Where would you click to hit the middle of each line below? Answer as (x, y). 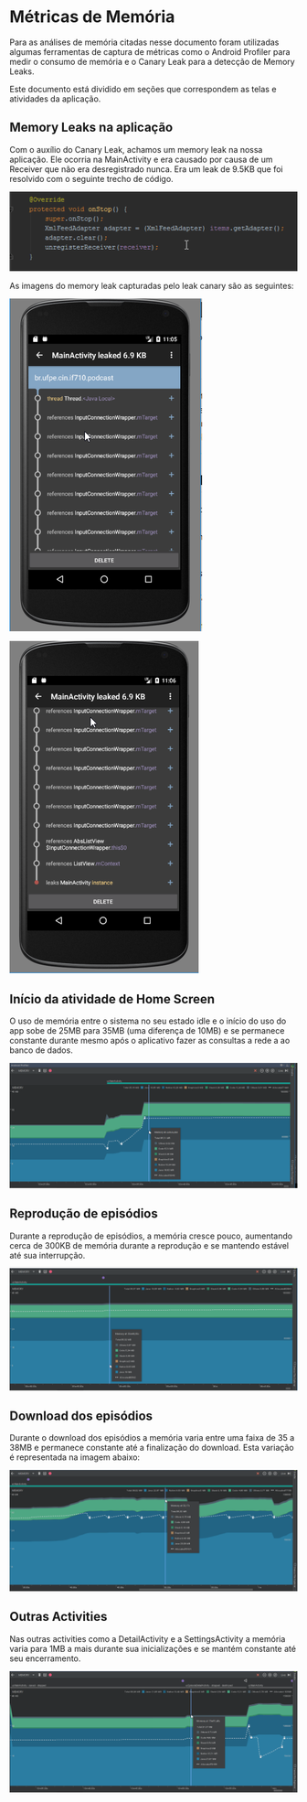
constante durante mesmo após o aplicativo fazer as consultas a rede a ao (150, 1041)
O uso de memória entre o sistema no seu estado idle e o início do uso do (148, 1021)
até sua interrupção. (48, 1255)
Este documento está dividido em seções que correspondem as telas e (143, 89)
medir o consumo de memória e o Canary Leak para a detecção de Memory (152, 61)
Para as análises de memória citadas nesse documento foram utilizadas (144, 42)
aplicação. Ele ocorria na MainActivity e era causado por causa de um (141, 159)
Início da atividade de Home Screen (112, 999)
